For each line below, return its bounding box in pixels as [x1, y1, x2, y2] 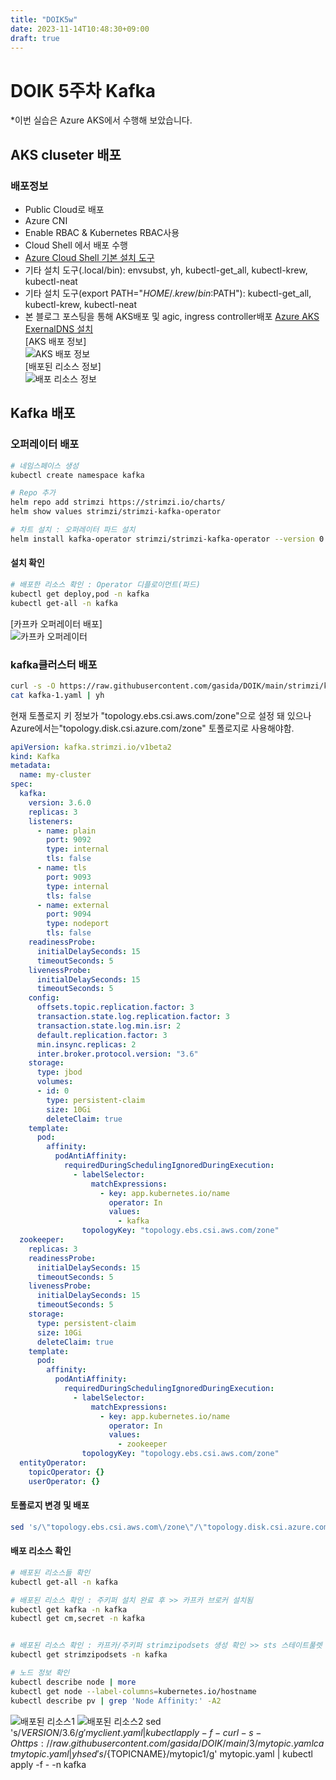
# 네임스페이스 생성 [10, 461, 79, 471]
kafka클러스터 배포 [10, 657, 98, 671]
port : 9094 [46, 909, 92, 920]
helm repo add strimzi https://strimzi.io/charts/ [10, 497, 226, 508]
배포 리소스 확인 [10, 1545, 72, 1557]
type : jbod [36, 1067, 83, 1078]
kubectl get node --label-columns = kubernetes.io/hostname [10, 1686, 257, 1696]
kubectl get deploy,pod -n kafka [10, 589, 150, 599]
